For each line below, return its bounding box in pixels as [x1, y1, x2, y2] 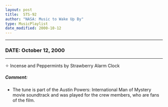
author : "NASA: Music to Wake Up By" [5, 16, 84, 21]
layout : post [5, 7, 32, 12]
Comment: [5, 74, 28, 80]
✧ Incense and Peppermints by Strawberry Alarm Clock [5, 63, 120, 69]
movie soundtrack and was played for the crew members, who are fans [12, 92, 159, 98]
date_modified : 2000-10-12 [5, 26, 61, 31]
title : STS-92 [5, 12, 37, 17]
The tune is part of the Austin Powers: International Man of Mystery [12, 87, 151, 93]
